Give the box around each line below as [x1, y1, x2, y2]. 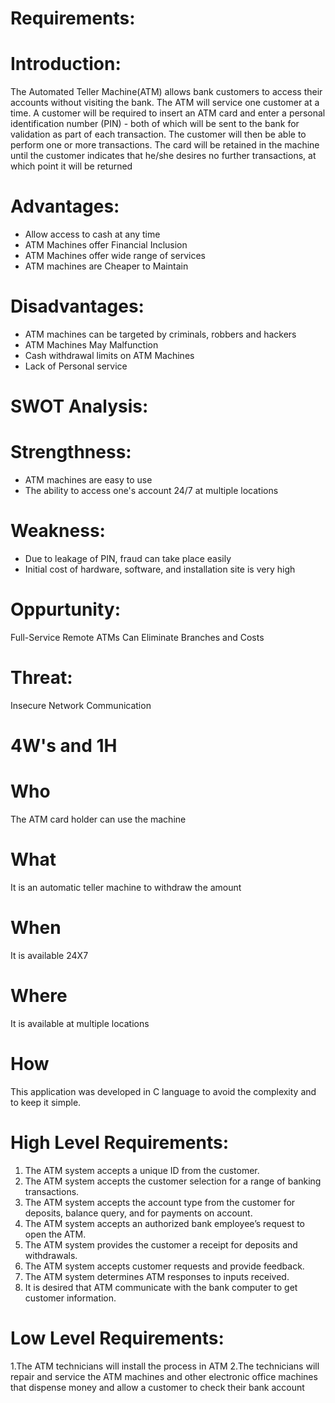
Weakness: [10, 520, 106, 542]
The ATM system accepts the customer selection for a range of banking [24, 1175, 322, 1187]
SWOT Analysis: [10, 395, 149, 418]
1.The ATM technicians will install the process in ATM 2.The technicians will [10, 1360, 320, 1372]
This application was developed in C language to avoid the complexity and [10, 1085, 317, 1097]
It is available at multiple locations [10, 1017, 150, 1029]
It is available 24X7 [10, 949, 89, 961]
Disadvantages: [10, 295, 145, 318]
